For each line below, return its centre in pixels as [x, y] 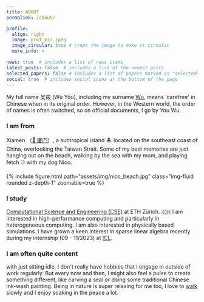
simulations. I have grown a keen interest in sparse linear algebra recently [98, 231]
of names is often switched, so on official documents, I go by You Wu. [93, 111]
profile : [17, 29]
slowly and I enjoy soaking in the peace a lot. [62, 293]
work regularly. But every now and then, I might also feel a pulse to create [99, 273]
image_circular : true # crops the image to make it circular [91, 46]
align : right [28, 34]
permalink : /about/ [31, 18]
